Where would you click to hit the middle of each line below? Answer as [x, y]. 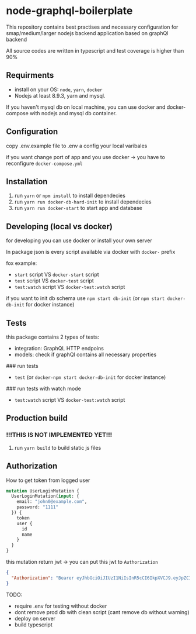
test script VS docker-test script [54, 281]
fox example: [22, 263]
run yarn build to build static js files [58, 447]
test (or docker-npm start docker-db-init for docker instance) [90, 377]
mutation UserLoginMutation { [43, 491]
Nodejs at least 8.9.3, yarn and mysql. [60, 95]
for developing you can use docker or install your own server [79, 240]
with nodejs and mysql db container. [73, 113]
